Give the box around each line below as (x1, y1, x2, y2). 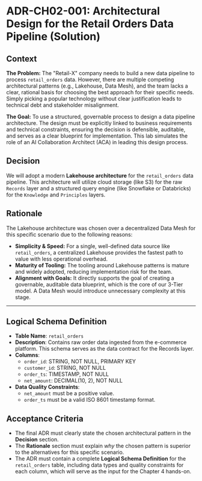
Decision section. (14, 436, 59, 443)
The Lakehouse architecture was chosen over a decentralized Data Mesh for (6, 224, 196, 232)
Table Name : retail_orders (14, 332, 84, 340)
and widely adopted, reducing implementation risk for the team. (14, 268, 173, 275)
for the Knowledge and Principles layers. (6, 191, 106, 198)
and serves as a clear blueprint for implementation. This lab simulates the (6, 132, 188, 139)
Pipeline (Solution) (6, 30, 101, 43)
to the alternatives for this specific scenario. (14, 449, 124, 456)
